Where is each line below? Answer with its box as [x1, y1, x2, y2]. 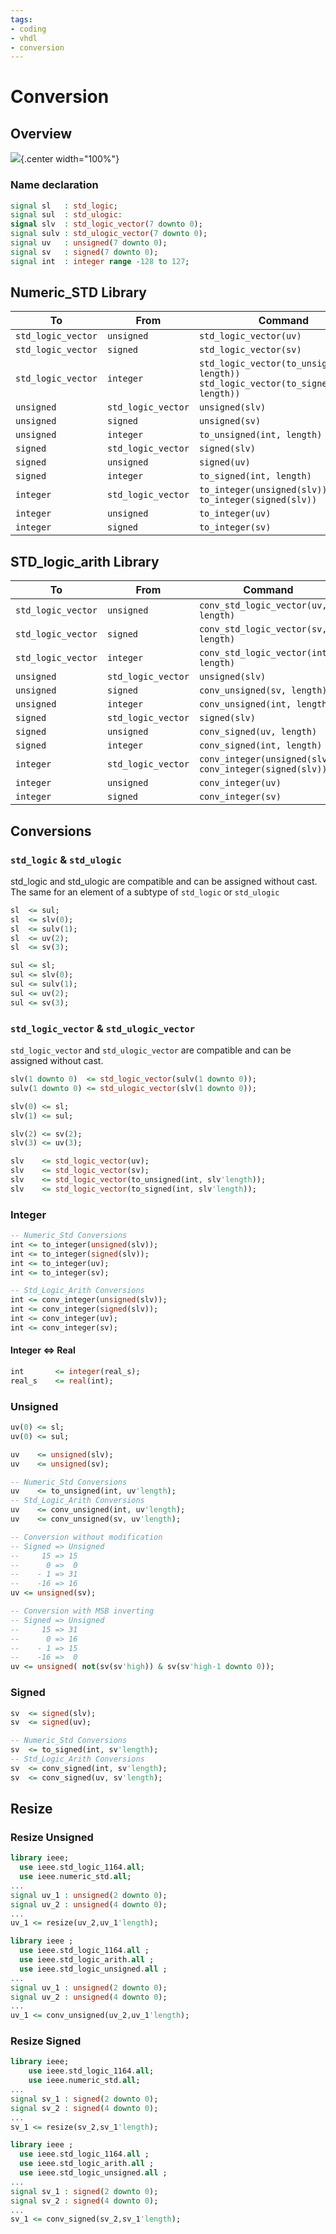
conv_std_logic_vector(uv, [198, 600, 328, 611]
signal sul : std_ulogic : [10, 210, 123, 220]
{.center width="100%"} [20, 153, 120, 165]
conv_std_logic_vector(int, [198, 647, 333, 659]
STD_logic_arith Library [10, 553, 160, 570]
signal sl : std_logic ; [10, 201, 118, 211]
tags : [10, 14, 33, 25]
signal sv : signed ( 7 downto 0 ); [10, 247, 159, 257]
